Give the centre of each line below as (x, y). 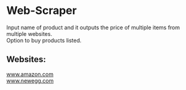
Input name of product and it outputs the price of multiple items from (93, 27)
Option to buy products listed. (44, 40)
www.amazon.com (30, 74)
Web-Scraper (41, 11)
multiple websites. (29, 33)
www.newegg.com (30, 80)
